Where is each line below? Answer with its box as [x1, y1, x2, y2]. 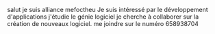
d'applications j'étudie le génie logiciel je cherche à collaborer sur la [7, 13, 199, 21]
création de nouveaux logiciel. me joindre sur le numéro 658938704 [7, 20, 199, 27]
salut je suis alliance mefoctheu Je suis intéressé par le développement [7, 6, 209, 13]
